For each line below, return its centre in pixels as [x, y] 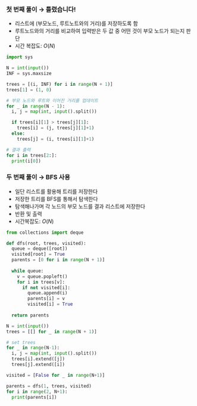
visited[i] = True [50, 304]
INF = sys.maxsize [29, 74]
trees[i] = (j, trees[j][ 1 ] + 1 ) [56, 128]
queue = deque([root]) [40, 249]
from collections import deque [45, 233]
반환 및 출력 [29, 213]
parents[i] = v [46, 299]
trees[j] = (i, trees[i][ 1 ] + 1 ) [56, 139]
